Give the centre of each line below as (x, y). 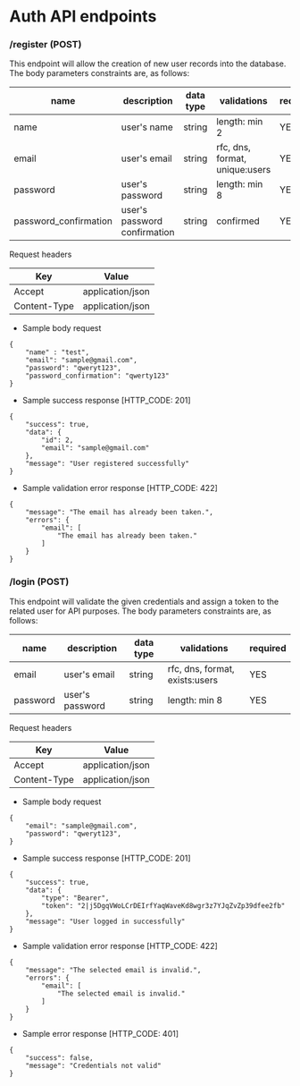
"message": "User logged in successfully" (105, 921)
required (268, 648)
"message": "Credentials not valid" (94, 1065)
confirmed (238, 221)
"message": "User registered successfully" (108, 464)
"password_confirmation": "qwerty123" (97, 376)
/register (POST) (46, 45)
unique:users (243, 170)
